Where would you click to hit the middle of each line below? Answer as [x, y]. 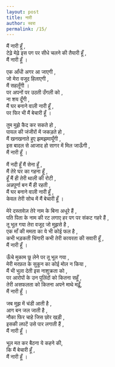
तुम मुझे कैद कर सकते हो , [31, 125]
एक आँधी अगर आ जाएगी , [31, 72]
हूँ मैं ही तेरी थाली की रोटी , [31, 178]
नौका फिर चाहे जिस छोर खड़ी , [35, 317]
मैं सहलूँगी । [18, 86]
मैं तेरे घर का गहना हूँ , [27, 171]
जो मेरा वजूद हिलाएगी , [28, 79]
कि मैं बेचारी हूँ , [21, 350]
